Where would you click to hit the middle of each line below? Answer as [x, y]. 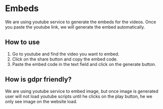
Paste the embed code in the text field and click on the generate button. [84, 64]
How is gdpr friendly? [38, 80]
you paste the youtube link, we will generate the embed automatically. [75, 27]
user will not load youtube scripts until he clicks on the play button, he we [79, 96]
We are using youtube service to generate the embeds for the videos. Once [81, 22]
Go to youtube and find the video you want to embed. [66, 54]
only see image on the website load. [41, 101]
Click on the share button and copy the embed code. [65, 59]
